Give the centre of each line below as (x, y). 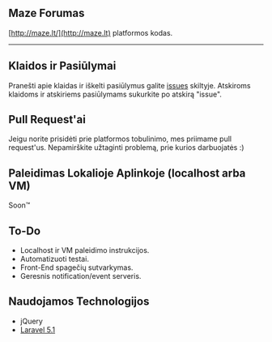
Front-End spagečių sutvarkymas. (76, 267)
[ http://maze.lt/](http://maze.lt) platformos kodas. (91, 32)
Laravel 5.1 (38, 329)
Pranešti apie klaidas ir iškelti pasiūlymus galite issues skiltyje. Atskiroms (130, 85)
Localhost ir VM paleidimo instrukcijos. (85, 250)
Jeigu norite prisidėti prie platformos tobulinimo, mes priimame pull (120, 139)
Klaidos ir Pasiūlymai (62, 66)
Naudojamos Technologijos (79, 302)
